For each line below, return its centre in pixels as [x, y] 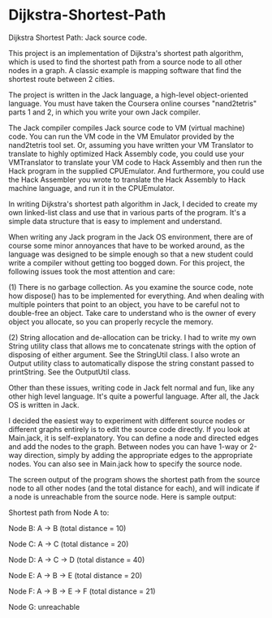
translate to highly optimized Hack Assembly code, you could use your [127, 153]
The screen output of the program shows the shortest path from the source [134, 479]
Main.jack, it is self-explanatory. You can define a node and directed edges [134, 438]
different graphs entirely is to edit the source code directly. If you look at [129, 429]
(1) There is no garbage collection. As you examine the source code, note [131, 287]
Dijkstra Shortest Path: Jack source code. [78, 37]
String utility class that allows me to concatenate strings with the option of [132, 346]
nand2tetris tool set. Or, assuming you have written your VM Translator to [131, 145]
